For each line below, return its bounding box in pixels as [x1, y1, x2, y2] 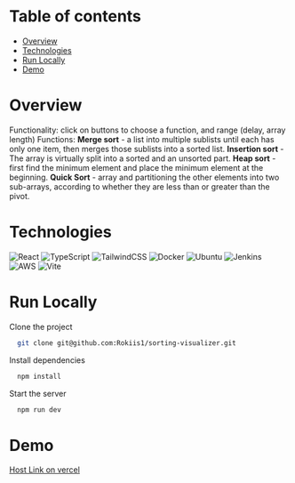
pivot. [9, 190, 30, 201]
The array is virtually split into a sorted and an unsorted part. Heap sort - [9, 153, 276, 164]
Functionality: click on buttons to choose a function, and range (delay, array [9, 125, 286, 135]
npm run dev [17, 405, 62, 415]
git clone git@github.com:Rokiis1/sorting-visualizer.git [17, 338, 237, 348]
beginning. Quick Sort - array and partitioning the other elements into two [9, 172, 280, 182]
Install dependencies [9, 354, 86, 366]
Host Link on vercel [9, 464, 80, 475]
